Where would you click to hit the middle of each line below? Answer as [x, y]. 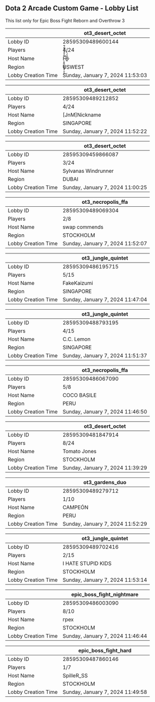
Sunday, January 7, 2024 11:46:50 [105, 412]
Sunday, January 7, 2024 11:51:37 [105, 355]
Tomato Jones [80, 451]
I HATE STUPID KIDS [87, 563]
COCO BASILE [80, 395]
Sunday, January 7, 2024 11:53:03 [105, 75]
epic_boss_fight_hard [105, 650]
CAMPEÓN [75, 507]
